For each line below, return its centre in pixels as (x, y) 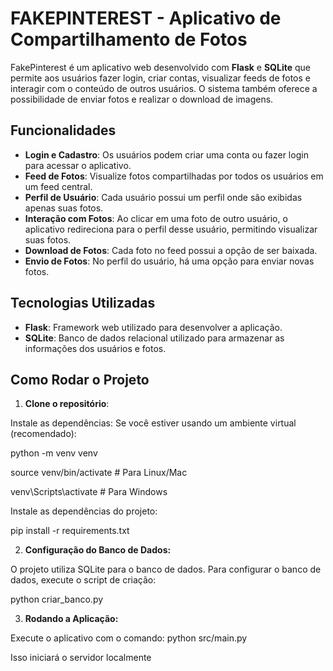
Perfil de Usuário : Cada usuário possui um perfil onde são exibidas (163, 197)
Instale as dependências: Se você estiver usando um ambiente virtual (153, 423)
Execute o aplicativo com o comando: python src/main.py (129, 638)
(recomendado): (43, 434)
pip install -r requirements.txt (70, 531)
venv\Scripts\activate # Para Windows (89, 492)
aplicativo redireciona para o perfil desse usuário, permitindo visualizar (171, 229)
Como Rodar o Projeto (80, 379)
